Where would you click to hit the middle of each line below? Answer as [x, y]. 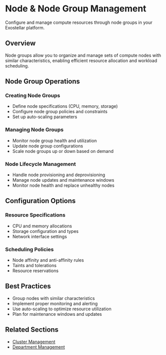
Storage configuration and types [45, 231]
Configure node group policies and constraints [60, 112]
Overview [21, 43]
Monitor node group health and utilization [55, 141]
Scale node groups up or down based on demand [63, 151]
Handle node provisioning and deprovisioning [59, 175]
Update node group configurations [48, 146]
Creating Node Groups [33, 96]
